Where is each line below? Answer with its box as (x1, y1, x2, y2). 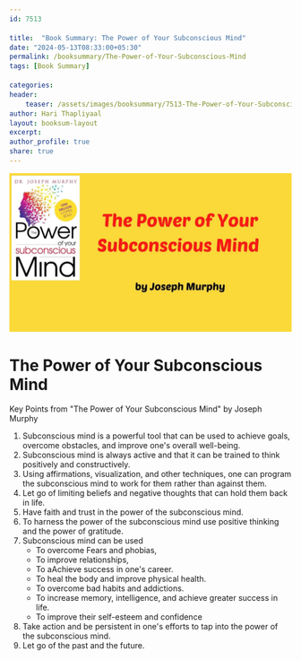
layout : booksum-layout (9, 118, 99, 127)
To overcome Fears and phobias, (35, 545, 158, 556)
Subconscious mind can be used (21, 535, 143, 546)
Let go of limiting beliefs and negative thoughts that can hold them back (21, 488, 288, 499)
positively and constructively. (21, 459, 131, 470)
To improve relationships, (35, 554, 130, 565)
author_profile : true (9, 137, 90, 147)
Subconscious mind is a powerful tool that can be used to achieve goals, (21, 430, 291, 441)
